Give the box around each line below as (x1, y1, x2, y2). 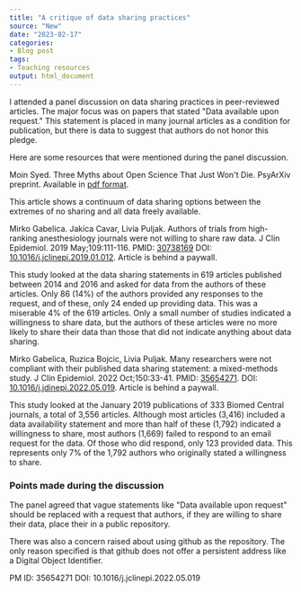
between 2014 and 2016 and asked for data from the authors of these (9, 278, 267, 289)
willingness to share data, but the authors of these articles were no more (9, 316, 278, 328)
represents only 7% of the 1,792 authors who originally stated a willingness (9, 446, 287, 458)
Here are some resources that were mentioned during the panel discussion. (9, 152, 289, 163)
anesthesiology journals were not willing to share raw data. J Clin (39, 233, 280, 243)
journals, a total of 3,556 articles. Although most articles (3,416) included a (9, 409, 286, 420)
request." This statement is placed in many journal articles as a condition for (9, 115, 290, 126)
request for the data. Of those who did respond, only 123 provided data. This (9, 437, 293, 448)
